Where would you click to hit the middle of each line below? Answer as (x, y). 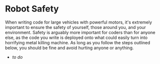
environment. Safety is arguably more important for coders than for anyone (80, 32)
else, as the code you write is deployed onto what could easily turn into (76, 38)
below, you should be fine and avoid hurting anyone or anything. (69, 48)
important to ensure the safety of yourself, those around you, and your (76, 27)
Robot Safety (32, 9)
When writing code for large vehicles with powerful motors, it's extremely (79, 22)
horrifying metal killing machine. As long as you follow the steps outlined (78, 42)
